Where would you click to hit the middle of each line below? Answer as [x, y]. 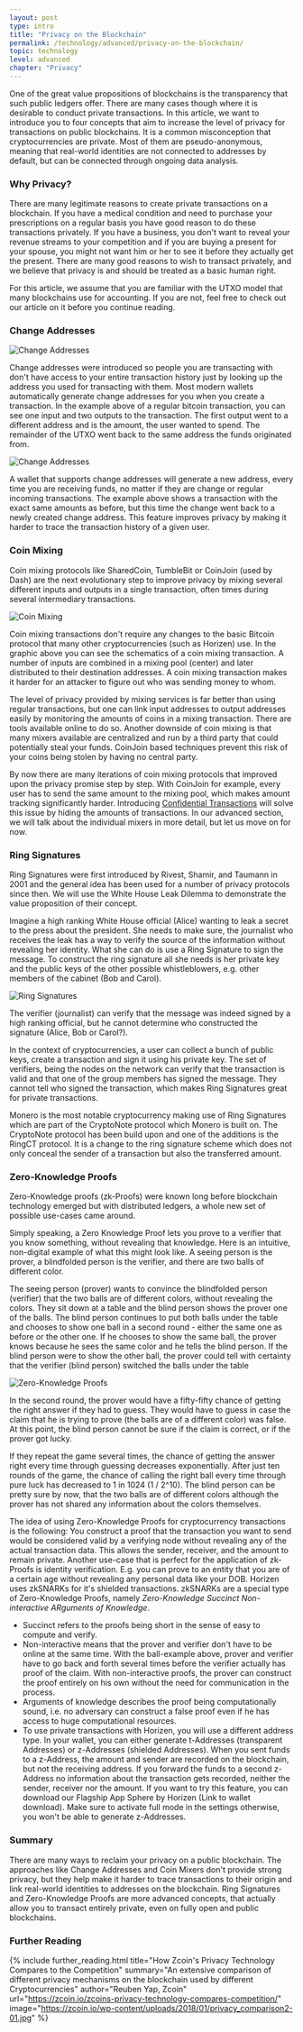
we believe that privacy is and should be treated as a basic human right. [143, 270]
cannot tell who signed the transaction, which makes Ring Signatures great [148, 1088]
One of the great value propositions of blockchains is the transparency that [149, 93]
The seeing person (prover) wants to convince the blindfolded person [138, 1289]
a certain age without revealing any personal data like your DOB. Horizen [144, 1579]
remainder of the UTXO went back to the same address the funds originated [151, 435]
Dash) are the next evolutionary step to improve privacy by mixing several [146, 580]
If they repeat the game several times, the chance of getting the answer [142, 1456]
